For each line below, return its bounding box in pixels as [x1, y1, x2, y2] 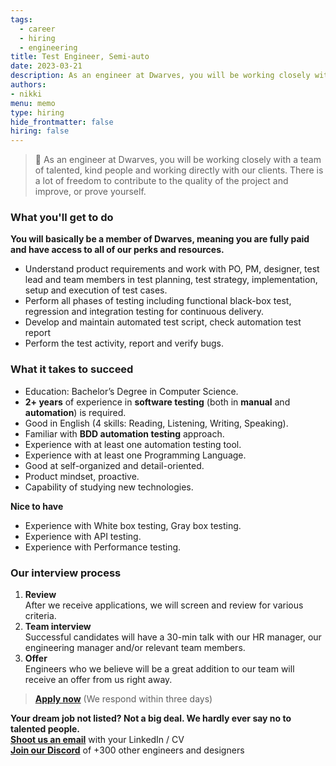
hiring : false [10, 126, 70, 136]
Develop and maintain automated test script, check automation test [24, 316, 302, 328]
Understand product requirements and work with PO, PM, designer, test [24, 263, 320, 275]
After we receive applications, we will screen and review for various [24, 599, 304, 611]
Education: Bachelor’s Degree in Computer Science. [24, 385, 239, 397]
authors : [10, 80, 47, 90]
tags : [10, 14, 33, 25]
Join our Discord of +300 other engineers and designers [10, 744, 245, 756]
